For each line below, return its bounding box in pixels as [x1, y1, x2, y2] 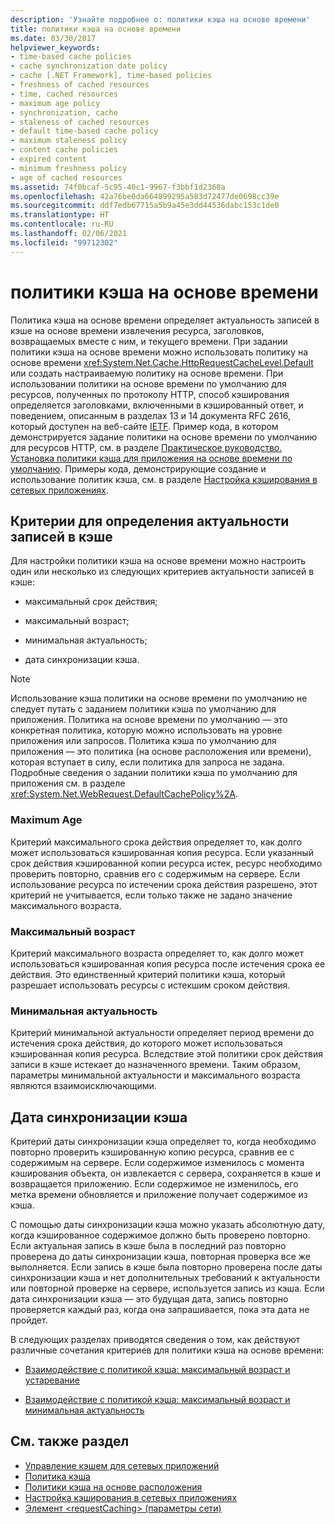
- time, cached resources [10, 89, 118, 99]
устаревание [24, 1374, 80, 1386]
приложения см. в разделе [10, 777, 126, 790]
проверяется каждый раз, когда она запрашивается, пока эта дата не [10, 1304, 310, 1316]
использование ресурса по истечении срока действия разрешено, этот [10, 878, 318, 890]
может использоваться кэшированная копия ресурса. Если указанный [10, 846, 315, 858]
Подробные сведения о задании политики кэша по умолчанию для [10, 767, 298, 779]
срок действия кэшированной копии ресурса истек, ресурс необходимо [10, 857, 323, 869]
